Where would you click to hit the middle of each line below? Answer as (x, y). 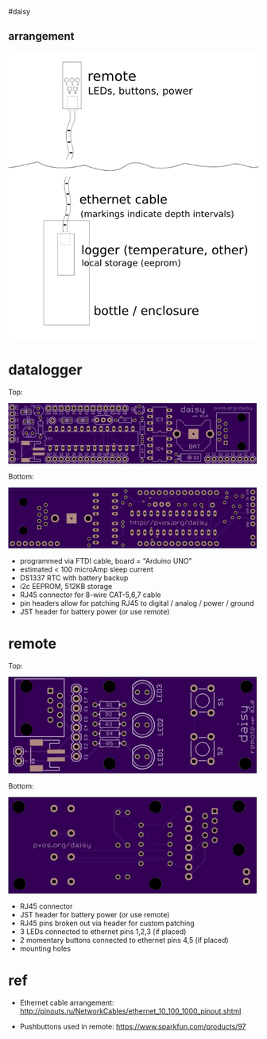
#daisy (19, 12)
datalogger (45, 370)
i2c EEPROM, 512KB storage (66, 586)
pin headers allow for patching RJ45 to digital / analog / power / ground (137, 603)
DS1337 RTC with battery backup (74, 578)
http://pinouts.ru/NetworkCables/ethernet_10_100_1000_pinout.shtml (130, 1011)
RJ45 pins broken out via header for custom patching (107, 923)
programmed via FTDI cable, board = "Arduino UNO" (106, 560)
